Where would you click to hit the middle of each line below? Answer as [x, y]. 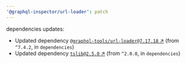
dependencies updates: [35, 29]
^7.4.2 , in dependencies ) [45, 47]
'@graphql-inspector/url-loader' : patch [57, 12]
